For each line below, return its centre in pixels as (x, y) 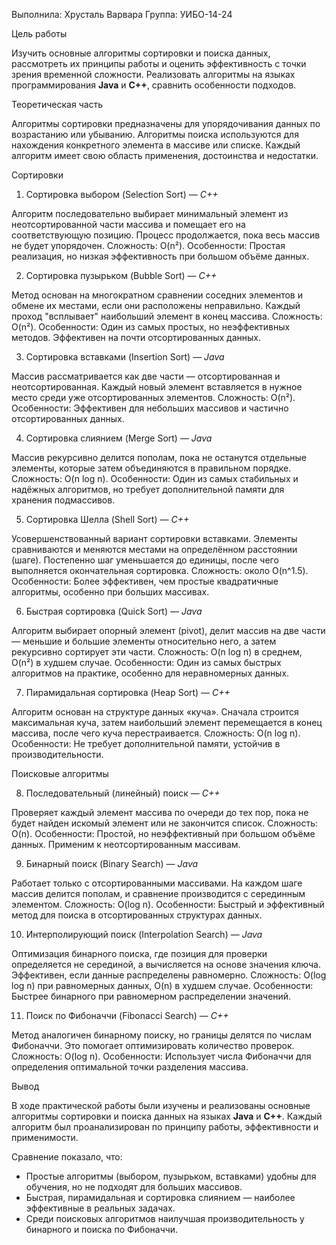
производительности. (57, 754)
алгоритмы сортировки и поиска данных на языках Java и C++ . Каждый (167, 1116)
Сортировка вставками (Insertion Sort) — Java (125, 357)
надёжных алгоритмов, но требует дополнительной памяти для (148, 489)
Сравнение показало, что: (67, 1157)
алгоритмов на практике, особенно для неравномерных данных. (150, 673)
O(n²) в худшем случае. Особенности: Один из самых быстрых (146, 662)
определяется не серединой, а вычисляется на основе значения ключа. (166, 964)
